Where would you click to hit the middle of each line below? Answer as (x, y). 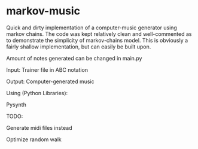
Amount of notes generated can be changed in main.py (74, 58)
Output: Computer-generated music (50, 81)
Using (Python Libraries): (37, 93)
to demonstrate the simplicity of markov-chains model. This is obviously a (97, 40)
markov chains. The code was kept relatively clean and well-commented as (99, 34)
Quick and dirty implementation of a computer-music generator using (92, 28)
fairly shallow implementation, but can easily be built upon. (79, 47)
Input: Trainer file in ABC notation (47, 69)
